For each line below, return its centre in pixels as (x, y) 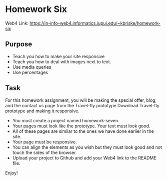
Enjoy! (12, 173)
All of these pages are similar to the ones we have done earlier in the (83, 131)
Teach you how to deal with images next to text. (62, 62)
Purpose (19, 44)
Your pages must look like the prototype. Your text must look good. (81, 126)
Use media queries (32, 67)
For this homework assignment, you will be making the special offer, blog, (81, 100)
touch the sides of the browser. (44, 152)
